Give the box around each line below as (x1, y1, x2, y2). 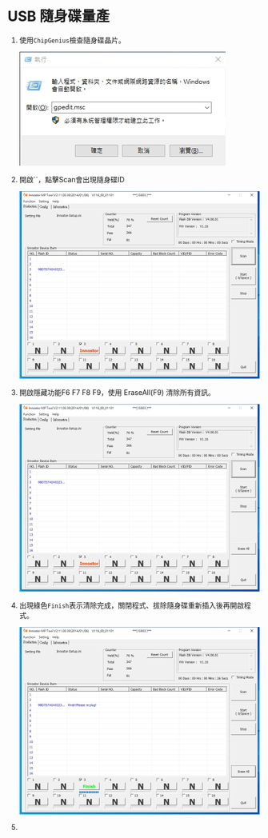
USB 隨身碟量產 (7, 7, 110, 26)
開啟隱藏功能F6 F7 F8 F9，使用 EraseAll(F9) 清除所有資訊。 (18, 388, 215, 397)
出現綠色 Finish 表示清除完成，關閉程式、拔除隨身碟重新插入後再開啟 (18, 601, 245, 610)
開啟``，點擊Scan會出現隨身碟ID (18, 174, 125, 184)
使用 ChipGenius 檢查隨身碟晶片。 (18, 35, 126, 45)
